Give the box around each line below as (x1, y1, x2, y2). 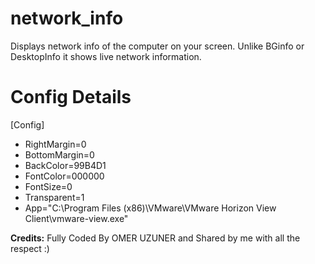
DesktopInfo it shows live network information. (10, 50, 202, 62)
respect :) (10, 242, 50, 254)
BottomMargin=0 (24, 148, 95, 161)
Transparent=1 (24, 191, 85, 203)
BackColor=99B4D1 (24, 159, 107, 171)
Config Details (10, 86, 132, 109)
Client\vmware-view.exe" (24, 212, 129, 224)
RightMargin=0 (24, 138, 87, 150)
